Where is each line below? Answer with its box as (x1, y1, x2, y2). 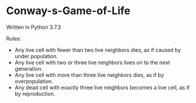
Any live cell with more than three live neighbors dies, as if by (14, 71, 164, 78)
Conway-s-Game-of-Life (6, 4, 131, 18)
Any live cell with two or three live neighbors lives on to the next (14, 59, 170, 66)
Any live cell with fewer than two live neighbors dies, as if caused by (14, 46, 181, 54)
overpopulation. (14, 78, 53, 85)
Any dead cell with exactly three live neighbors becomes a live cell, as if (14, 84, 190, 91)
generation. (14, 65, 43, 72)
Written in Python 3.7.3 (6, 24, 61, 31)
